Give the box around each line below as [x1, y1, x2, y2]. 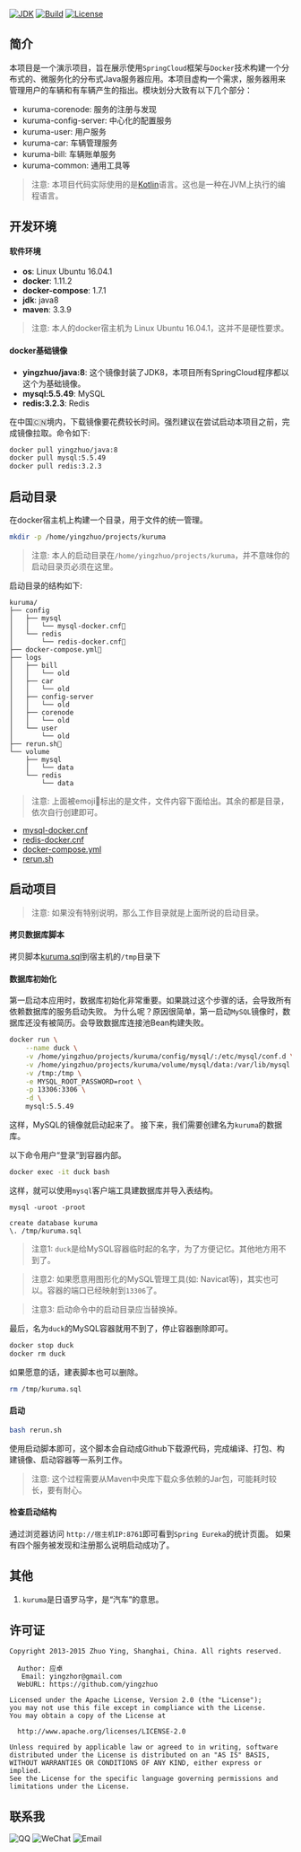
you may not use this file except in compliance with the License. [9, 1704, 267, 1713]
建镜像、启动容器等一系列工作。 [9, 1454, 127, 1465]
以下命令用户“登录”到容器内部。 [9, 1150, 127, 1161]
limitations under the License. [9, 1782, 130, 1791]
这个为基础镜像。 [21, 378, 86, 389]
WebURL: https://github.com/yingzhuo [17, 1680, 159, 1690]
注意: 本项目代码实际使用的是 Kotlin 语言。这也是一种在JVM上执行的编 [30, 179, 286, 189]
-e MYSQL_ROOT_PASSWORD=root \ [25, 1077, 142, 1086]
